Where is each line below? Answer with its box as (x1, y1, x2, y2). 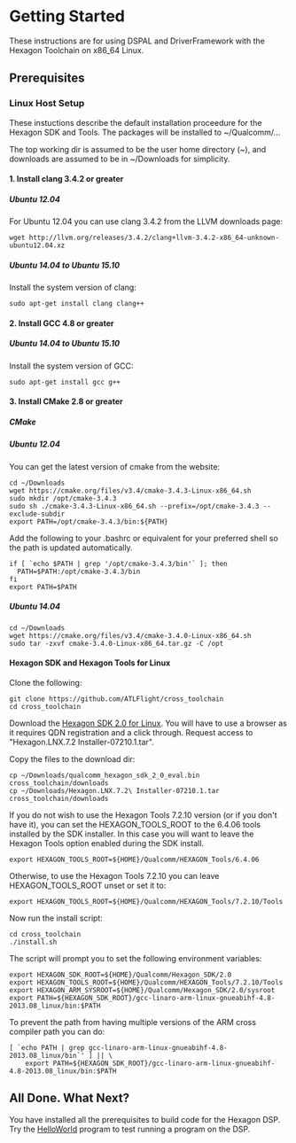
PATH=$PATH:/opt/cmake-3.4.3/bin (17, 567, 141, 576)
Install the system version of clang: (9, 282, 137, 293)
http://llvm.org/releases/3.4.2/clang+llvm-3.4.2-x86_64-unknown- (28, 233, 279, 243)
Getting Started (9, 6, 126, 27)
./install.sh (9, 937, 58, 946)
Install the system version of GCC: (9, 361, 134, 371)
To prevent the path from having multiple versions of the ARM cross (9, 1016, 257, 1027)
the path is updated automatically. (9, 542, 133, 553)
